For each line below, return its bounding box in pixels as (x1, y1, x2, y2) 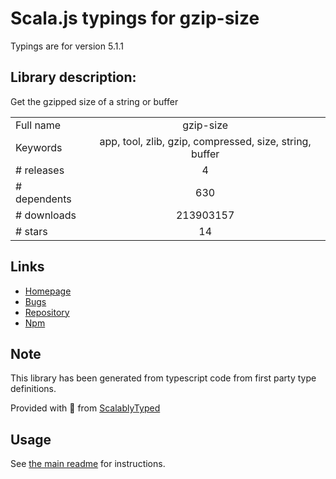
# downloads (15, 208, 77, 222)
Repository (24, 306, 70, 318)
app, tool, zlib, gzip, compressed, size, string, (99, 134, 312, 148)
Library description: (10, 69, 137, 86)
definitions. (10, 383, 57, 395)
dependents (15, 192, 72, 206)
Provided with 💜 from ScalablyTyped (10, 402, 161, 414)
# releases (15, 163, 65, 177)
